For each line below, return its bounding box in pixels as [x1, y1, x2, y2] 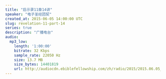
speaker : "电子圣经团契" [5, 12, 52, 17]
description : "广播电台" [5, 30, 53, 35]
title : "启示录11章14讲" [5, 7, 53, 12]
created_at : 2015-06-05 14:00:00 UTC [5, 16, 83, 21]
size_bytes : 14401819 [14, 62, 58, 67]
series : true [5, 26, 32, 30]
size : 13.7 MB [14, 57, 43, 62]
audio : [5, 35, 19, 40]
